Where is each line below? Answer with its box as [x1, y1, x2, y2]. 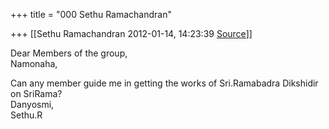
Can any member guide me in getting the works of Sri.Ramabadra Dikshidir [10, 77, 319, 89]
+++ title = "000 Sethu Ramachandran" [10, 9, 172, 20]
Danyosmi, [10, 99, 55, 110]
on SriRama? [10, 88, 63, 99]
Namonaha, [10, 58, 58, 69]
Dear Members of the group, [10, 47, 128, 59]
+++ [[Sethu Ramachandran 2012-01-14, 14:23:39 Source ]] [10, 28, 253, 39]
